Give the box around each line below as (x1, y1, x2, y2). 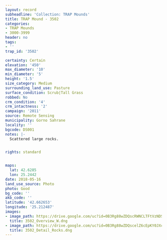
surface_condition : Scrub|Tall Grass (5, 90, 83, 95)
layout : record (5, 7, 37, 12)
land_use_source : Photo (5, 181, 55, 186)
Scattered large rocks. (9, 136, 59, 142)
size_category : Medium (5, 81, 52, 86)
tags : (5, 40, 16, 45)
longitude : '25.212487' (5, 205, 55, 210)
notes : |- (5, 132, 26, 137)
